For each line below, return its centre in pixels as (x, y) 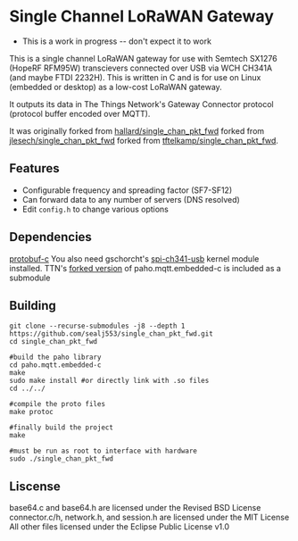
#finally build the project (62, 428)
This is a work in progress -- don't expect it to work (117, 41)
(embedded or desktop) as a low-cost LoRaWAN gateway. (116, 87)
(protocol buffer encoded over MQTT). (80, 113)
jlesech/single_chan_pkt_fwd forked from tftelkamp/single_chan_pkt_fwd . (144, 140)
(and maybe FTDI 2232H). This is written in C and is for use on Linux (135, 77)
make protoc (31, 412)
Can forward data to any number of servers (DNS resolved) (131, 199)
